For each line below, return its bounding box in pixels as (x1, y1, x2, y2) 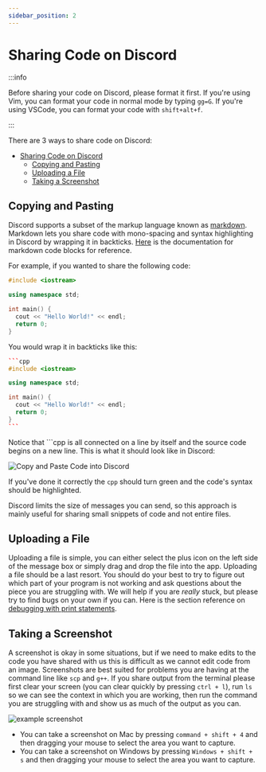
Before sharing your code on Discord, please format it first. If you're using (8, 88, 251, 97)
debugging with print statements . (8, 604, 117, 614)
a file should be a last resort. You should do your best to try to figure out (8, 570, 245, 579)
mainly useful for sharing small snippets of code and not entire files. (8, 509, 232, 518)
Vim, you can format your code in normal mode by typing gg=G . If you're (8, 96, 243, 106)
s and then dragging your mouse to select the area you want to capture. (19, 755, 256, 765)
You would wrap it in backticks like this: (8, 341, 138, 351)
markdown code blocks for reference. (8, 246, 132, 255)
